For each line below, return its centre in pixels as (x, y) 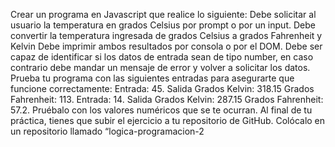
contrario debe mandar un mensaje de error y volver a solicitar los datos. (160, 67)
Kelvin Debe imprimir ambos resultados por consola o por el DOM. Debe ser (166, 46)
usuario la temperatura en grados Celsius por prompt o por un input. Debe (163, 25)
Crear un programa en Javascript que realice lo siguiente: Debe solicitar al (163, 14)
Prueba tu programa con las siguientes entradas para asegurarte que (152, 78)
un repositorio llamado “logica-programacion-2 (107, 131)
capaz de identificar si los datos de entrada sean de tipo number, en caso (162, 57)
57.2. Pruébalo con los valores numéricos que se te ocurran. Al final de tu (161, 110)
